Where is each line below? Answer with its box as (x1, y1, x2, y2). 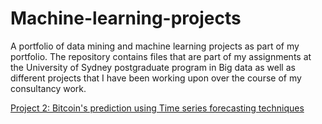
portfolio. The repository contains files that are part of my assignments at (10, 50, 312, 62)
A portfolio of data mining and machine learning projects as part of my (10, 40, 300, 52)
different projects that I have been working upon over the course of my (10, 72, 302, 84)
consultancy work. (10, 82, 87, 94)
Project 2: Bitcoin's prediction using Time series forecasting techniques (10, 102, 305, 114)
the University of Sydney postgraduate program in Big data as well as (10, 61, 296, 73)
